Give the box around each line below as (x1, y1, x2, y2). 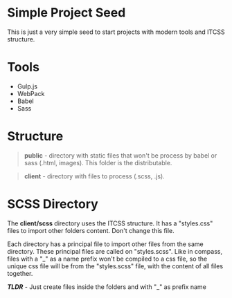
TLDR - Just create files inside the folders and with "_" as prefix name (7, 282, 206, 291)
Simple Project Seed (7, 5, 126, 21)
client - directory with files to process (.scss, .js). (24, 171, 165, 180)
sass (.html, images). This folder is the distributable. (24, 158, 172, 167)
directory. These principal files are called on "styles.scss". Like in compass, (7, 247, 223, 255)
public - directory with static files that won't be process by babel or (24, 151, 217, 160)
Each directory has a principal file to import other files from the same (7, 240, 204, 248)
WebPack (17, 89, 45, 97)
